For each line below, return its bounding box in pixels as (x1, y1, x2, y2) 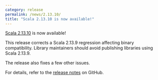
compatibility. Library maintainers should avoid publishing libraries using (5, 45, 153, 51)
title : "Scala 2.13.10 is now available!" (5, 16, 94, 21)
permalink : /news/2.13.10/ (5, 12, 61, 17)
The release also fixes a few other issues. (5, 60, 90, 66)
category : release (5, 7, 43, 12)
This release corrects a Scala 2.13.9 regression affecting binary (5, 40, 134, 46)
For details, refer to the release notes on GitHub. (5, 70, 104, 76)
